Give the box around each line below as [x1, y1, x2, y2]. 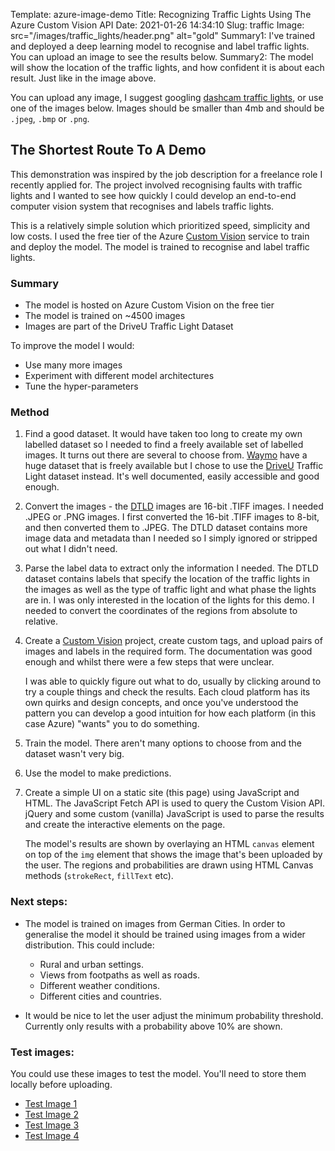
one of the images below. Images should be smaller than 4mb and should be [10, 102, 325, 114]
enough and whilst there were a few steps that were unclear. [24, 656, 275, 668]
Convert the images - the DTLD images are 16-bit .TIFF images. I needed [24, 500, 324, 513]
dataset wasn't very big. [24, 748, 125, 760]
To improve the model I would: [10, 340, 135, 352]
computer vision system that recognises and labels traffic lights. [10, 200, 275, 212]
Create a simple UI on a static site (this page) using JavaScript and [24, 787, 300, 799]
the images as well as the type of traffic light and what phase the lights [24, 584, 317, 596]
